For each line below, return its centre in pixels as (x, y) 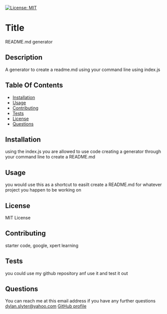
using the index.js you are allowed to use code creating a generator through (83, 151)
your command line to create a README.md (50, 157)
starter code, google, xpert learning (42, 245)
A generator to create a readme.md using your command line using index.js (83, 69)
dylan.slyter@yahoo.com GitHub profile (46, 306)
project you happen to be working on (43, 190)
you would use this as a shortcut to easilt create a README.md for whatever (83, 184)
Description (24, 57)
